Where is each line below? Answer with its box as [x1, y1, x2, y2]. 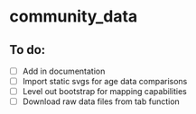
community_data [9, 6, 138, 27]
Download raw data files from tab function [22, 96, 181, 107]
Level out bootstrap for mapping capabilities [22, 86, 187, 97]
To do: [9, 42, 46, 57]
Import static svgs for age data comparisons [22, 76, 188, 87]
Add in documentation [22, 66, 106, 76]
